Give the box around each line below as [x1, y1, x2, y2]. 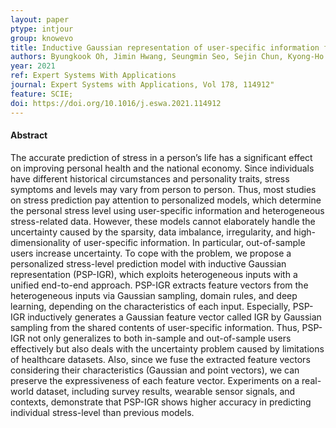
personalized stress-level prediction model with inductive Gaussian [10, 257, 287, 270]
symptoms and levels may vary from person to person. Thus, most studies [10, 183, 317, 195]
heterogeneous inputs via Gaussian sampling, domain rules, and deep [10, 289, 298, 301]
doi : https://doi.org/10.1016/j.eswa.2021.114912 [10, 98, 222, 108]
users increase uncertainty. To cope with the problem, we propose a [10, 247, 292, 259]
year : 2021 [10, 61, 56, 71]
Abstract [10, 129, 48, 141]
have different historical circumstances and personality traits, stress [10, 172, 290, 185]
